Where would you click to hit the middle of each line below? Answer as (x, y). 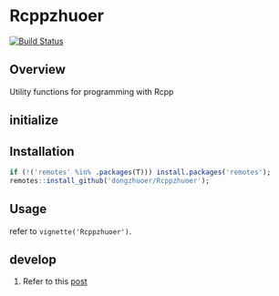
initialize (34, 121)
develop (33, 259)
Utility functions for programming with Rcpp (92, 91)
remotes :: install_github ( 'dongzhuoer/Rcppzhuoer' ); (109, 180)
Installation (42, 151)
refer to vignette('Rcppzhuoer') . (71, 231)
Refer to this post (55, 281)
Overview (38, 70)
